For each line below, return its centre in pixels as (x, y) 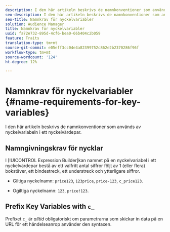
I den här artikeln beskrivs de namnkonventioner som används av (73, 127)
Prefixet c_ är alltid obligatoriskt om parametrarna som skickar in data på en (84, 219)
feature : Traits (22, 38)
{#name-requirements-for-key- (73, 102)
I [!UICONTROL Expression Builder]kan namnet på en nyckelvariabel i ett (81, 160)
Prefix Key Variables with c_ (50, 206)
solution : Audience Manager (35, 24)
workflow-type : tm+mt (28, 52)
